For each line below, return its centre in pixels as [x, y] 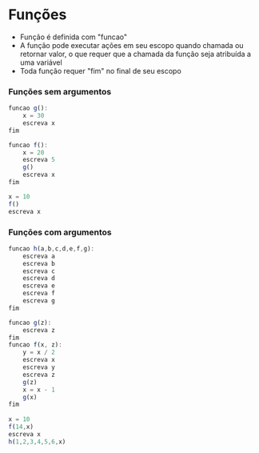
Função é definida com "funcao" [74, 37]
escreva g [39, 301]
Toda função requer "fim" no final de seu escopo [100, 70]
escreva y [39, 367]
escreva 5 [39, 160]
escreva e [39, 286]
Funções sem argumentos [60, 91]
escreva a [39, 256]
